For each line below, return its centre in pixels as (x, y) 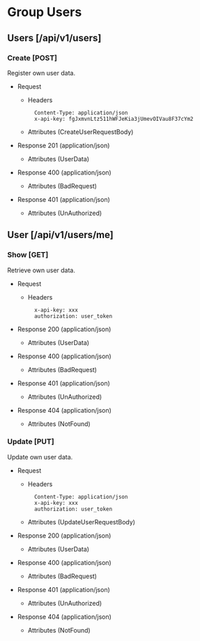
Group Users (45, 12)
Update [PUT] (31, 442)
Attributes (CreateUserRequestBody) (80, 132)
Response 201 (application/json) (63, 145)
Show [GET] (28, 255)
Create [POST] (32, 58)
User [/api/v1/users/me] (60, 235)
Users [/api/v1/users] (54, 38)
